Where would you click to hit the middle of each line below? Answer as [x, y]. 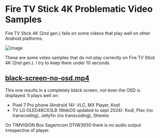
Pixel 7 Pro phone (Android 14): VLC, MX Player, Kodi [66, 105]
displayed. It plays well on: [32, 95]
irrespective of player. [27, 130]
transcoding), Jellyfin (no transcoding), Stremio [61, 115]
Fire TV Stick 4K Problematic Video [79, 9]
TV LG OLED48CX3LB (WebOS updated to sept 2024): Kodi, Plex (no [83, 110]
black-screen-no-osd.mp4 [47, 78]
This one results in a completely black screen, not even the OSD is [73, 90]
